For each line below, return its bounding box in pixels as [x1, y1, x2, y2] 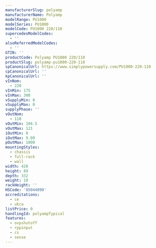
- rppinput [10, 225, 33, 231]
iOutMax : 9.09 [5, 135, 36, 141]
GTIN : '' [5, 50, 24, 55]
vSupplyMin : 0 [5, 97, 36, 102]
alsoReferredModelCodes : [5, 41, 58, 46]
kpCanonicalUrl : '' [5, 74, 47, 79]
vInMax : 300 [5, 93, 30, 98]
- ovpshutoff [10, 221, 38, 226]
